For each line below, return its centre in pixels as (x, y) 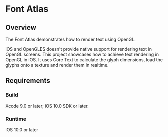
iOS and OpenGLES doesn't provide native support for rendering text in (78, 49)
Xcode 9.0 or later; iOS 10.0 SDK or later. (47, 106)
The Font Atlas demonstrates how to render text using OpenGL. (71, 39)
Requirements (28, 81)
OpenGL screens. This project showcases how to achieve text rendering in (82, 54)
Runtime (16, 119)
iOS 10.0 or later (22, 130)
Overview (21, 27)
